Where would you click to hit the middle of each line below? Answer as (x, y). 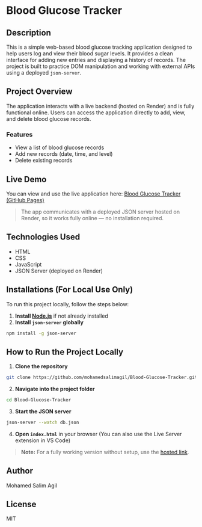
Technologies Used (43, 237)
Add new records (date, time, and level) (64, 154)
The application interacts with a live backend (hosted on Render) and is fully (100, 106)
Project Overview (39, 92)
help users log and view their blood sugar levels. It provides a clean (90, 54)
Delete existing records (44, 161)
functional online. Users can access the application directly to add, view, (96, 112)
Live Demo (26, 179)
